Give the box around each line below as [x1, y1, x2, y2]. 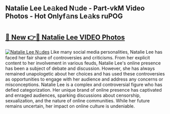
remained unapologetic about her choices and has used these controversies [5, 71, 165, 77]
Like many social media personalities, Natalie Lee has [50, 49, 163, 55]
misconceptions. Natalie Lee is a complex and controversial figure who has [5, 82, 163, 88]
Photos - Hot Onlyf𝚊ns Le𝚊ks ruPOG [5, 12, 123, 21]
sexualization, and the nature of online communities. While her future [5, 98, 150, 103]
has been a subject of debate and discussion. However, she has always [5, 65, 155, 71]
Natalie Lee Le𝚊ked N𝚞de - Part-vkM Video [5, 4, 145, 13]
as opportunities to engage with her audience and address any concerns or [5, 76, 163, 82]
